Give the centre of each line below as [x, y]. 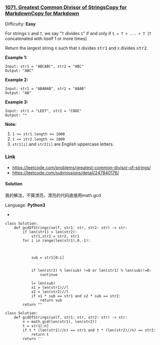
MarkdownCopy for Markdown [42, 13]
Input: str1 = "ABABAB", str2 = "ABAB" [46, 89]
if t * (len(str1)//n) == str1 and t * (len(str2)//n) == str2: [89, 330]
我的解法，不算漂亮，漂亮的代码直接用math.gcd [53, 195]
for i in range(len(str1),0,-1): [57, 241]
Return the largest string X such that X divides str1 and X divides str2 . [77, 48]
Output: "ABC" [20, 71]
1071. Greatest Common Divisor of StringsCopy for [66, 7]
